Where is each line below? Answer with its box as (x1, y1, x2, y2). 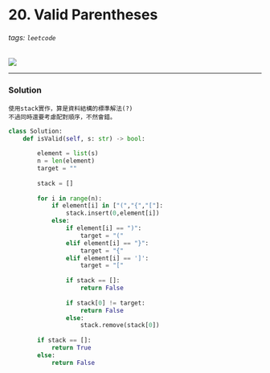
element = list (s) (37, 150, 99, 158)
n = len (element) (37, 157, 95, 166)
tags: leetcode (8, 32, 56, 42)
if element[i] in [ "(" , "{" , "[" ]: (51, 202, 163, 210)
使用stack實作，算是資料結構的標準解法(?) (8, 105, 133, 113)
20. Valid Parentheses (8, 6, 158, 24)
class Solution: (8, 127, 63, 135)
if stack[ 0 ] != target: (65, 299, 146, 307)
